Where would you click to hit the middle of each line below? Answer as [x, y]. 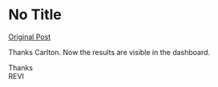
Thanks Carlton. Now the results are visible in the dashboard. [109, 52]
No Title [35, 15]
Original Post [30, 37]
